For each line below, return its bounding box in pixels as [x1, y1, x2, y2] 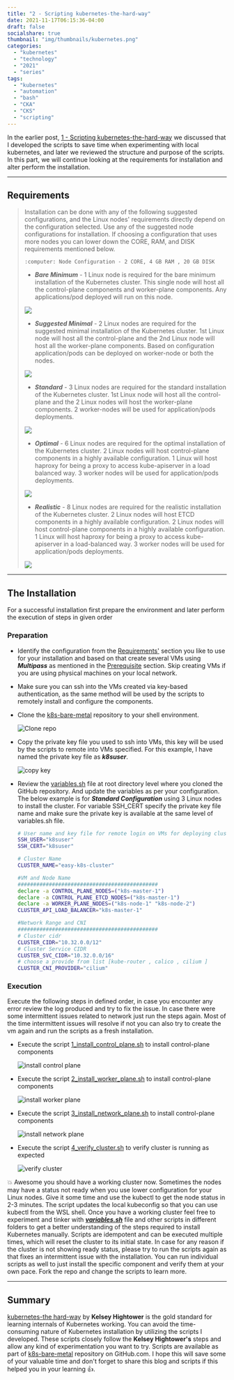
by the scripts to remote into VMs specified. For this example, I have [17, 745, 213, 753]
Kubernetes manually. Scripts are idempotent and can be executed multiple [7, 1230, 223, 1238]
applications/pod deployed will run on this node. [34, 293, 173, 301]
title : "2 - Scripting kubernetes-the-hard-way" [7, 10, 151, 17]
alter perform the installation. [7, 162, 91, 171]
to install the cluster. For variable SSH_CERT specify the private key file [17, 801, 221, 810]
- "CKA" [13, 101, 36, 108]
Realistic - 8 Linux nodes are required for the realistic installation [34, 503, 221, 511]
